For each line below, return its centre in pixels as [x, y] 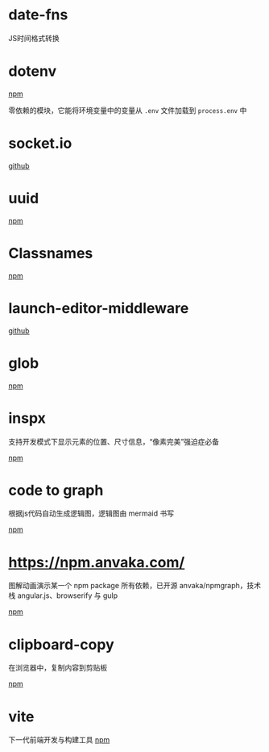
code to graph [56, 490]
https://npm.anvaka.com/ [97, 562]
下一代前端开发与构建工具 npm [59, 740]
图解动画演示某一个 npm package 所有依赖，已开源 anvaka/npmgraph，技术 [135, 586]
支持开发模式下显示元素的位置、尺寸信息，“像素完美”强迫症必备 [114, 441]
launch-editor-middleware [99, 308]
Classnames [51, 253]
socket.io [40, 144]
